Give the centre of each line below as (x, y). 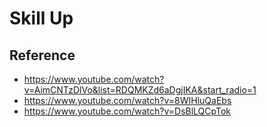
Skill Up (41, 18)
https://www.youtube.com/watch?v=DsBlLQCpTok (127, 111)
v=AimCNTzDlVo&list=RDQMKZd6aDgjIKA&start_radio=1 (140, 90)
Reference (42, 55)
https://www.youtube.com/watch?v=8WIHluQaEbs (127, 100)
